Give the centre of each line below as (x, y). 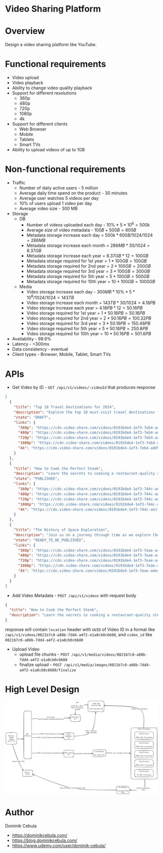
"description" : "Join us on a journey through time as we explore (82, 535)
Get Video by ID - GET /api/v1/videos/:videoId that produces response (84, 387)
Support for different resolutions (44, 93)
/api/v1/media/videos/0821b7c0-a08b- (109, 655)
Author (19, 813)
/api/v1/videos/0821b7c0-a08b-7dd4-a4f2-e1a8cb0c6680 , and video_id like (79, 635)
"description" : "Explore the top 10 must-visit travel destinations (84, 412)
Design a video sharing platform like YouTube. (51, 45)
